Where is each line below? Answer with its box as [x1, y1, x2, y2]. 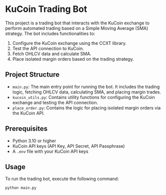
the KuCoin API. [12, 110, 45, 116]
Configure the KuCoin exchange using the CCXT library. [12, 40, 127, 46]
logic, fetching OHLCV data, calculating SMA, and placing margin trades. [12, 89, 162, 95]
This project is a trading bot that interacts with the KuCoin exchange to [5, 20, 150, 26]
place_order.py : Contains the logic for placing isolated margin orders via [12, 104, 161, 110]
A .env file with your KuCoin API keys [12, 148, 88, 154]
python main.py [5, 186, 37, 191]
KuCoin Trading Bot [5, 3, 87, 15]
